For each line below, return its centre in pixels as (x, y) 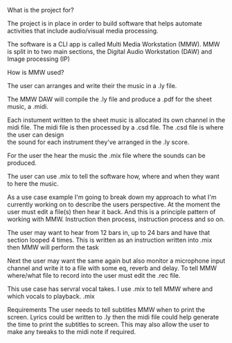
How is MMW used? (36, 72)
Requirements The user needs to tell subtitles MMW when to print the (106, 310)
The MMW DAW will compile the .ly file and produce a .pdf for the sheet (110, 99)
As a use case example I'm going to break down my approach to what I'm (112, 197)
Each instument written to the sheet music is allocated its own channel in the (116, 120)
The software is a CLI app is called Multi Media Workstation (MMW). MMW (114, 44)
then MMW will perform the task (53, 247)
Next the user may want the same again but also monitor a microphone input (116, 261)
